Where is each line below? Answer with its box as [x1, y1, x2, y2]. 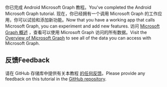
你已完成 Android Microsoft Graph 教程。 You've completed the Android [5, 4, 152, 10]
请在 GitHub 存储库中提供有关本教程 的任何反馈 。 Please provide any [5, 70, 146, 76]
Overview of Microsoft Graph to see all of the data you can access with [5, 35, 152, 41]
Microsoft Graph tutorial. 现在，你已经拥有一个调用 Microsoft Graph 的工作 [5, 10, 158, 16]
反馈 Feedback [5, 56, 50, 64]
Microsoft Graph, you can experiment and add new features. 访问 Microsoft [5, 23, 160, 29]
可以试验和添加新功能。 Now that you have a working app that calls [18, 17, 156, 22]
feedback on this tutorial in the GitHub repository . [5, 75, 107, 81]
